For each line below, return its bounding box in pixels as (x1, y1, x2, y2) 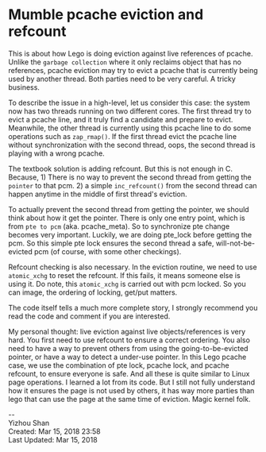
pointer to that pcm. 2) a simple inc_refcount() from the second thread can (8, 180, 257, 190)
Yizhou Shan (8, 418, 50, 427)
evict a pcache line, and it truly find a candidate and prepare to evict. (8, 114, 233, 124)
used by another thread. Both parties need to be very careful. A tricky (8, 74, 236, 83)
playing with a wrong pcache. (8, 149, 105, 158)
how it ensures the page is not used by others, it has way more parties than (8, 385, 255, 395)
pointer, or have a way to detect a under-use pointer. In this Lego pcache (8, 352, 247, 361)
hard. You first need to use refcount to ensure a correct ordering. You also (8, 335, 250, 345)
